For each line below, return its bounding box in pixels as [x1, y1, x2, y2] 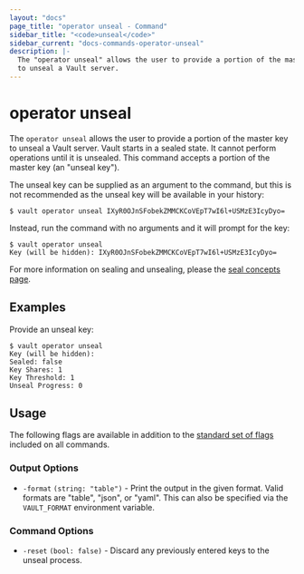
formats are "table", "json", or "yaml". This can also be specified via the [22, 491, 289, 503]
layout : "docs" [9, 13, 67, 23]
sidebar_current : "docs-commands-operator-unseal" [9, 38, 204, 48]
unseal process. [22, 555, 83, 566]
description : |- [9, 47, 71, 56]
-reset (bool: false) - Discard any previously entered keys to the [22, 545, 270, 556]
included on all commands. [9, 439, 110, 450]
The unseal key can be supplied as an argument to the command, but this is [9, 179, 292, 190]
